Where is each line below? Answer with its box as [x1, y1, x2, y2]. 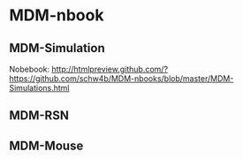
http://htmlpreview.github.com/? [51, 64, 169, 74]
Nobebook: [9, 64, 50, 74]
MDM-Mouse [9, 138, 84, 153]
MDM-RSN [9, 108, 69, 124]
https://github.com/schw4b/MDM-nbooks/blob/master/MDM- [9, 73, 234, 84]
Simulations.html [9, 83, 70, 93]
